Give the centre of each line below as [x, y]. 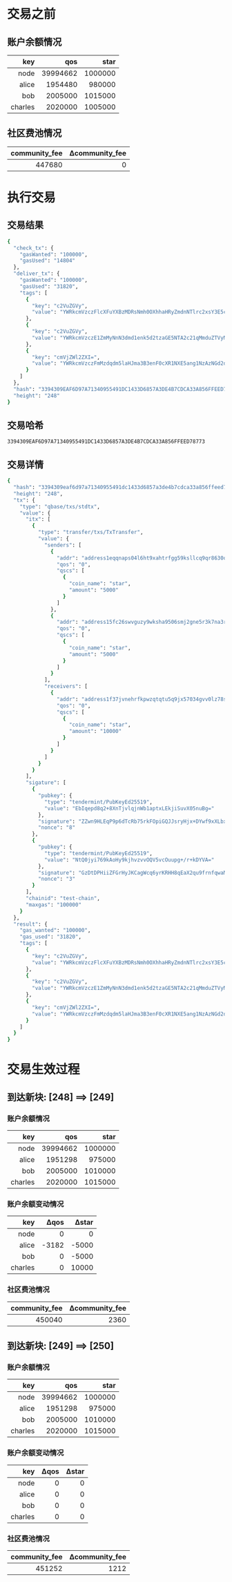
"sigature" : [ [46, 783]
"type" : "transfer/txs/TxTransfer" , [90, 533]
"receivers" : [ [66, 687]
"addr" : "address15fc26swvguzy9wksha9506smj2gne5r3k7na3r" [143, 622]
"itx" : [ [38, 520]
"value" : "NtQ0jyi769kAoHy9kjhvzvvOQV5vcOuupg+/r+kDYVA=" [129, 860]
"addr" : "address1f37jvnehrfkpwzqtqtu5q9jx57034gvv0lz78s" [143, 699]
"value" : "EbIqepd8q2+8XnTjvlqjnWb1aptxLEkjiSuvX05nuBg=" [129, 808]
